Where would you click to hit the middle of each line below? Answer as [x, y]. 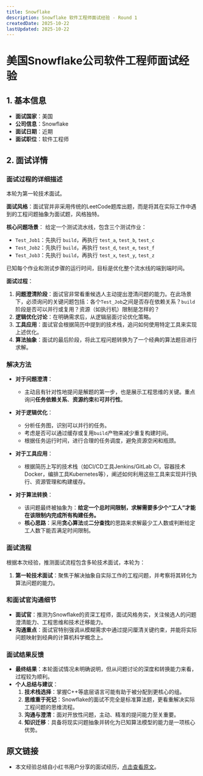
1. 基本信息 [27, 100]
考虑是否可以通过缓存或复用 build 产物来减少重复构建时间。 [98, 433]
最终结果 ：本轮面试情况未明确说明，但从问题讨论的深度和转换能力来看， [106, 669]
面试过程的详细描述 [34, 179]
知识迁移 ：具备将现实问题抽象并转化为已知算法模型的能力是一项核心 [110, 722]
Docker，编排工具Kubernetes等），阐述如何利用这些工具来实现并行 [108, 474]
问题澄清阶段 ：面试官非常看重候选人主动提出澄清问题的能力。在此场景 [103, 294]
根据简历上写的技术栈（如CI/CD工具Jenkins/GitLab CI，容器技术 [105, 467]
